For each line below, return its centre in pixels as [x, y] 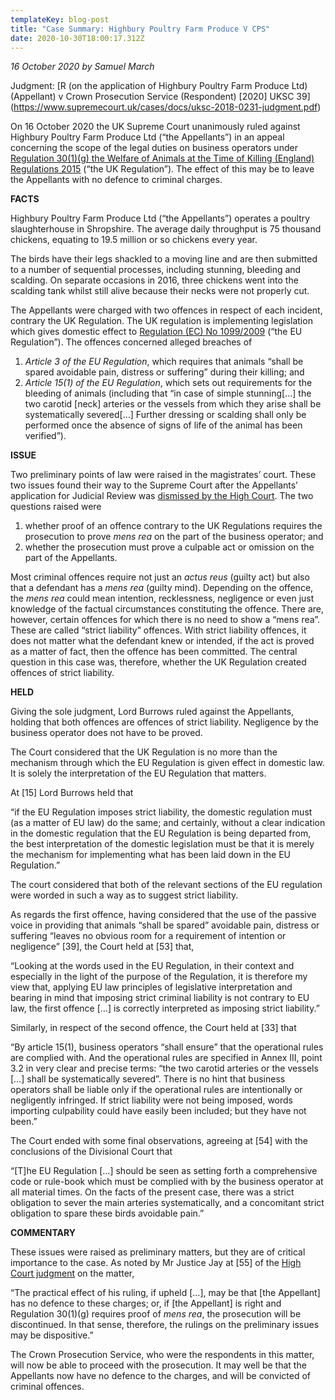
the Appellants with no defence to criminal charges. [116, 180]
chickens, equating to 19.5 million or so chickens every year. [134, 240]
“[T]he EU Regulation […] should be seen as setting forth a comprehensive [164, 1171]
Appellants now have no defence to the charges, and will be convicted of [161, 1376]
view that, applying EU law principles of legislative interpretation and [151, 987]
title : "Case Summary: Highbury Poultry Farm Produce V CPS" [140, 29]
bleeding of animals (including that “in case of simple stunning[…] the [168, 393]
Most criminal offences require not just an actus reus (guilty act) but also [160, 577]
